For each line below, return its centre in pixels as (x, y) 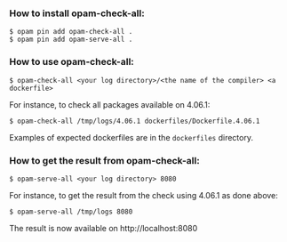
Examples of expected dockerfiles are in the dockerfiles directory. (131, 137)
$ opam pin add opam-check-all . (71, 32)
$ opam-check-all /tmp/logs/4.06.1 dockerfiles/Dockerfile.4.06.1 (135, 121)
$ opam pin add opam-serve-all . (71, 40)
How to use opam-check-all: (72, 62)
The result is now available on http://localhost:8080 (104, 228)
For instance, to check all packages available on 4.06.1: (110, 104)
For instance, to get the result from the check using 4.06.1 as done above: (143, 195)
